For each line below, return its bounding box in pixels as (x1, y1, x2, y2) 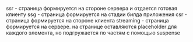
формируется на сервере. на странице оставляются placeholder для (6, 23, 177, 30)
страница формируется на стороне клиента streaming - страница (6, 17, 169, 24)
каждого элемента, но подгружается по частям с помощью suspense (6, 29, 181, 36)
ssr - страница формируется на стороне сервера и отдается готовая (6, 5, 178, 12)
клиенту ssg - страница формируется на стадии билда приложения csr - (6, 11, 188, 18)
